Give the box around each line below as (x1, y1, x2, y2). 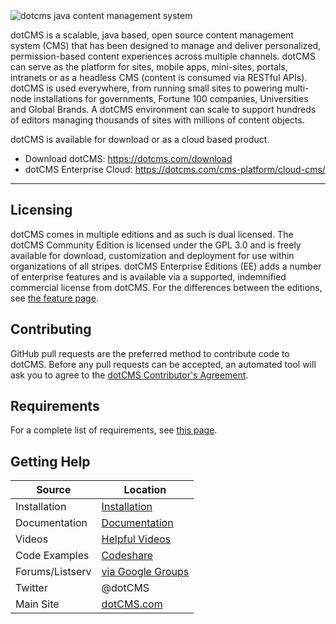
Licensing (10, 202, 73, 219)
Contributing (10, 321, 92, 338)
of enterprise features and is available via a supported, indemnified (10, 270, 287, 283)
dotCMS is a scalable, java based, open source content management (10, 29, 294, 41)
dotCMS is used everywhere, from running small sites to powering (10, 82, 283, 94)
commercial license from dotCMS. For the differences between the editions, (10, 281, 323, 293)
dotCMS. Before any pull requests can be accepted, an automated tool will (10, 358, 317, 370)
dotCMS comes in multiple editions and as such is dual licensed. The (10, 228, 294, 240)
